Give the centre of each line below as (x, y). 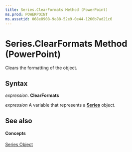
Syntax (16, 83)
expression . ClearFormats (32, 95)
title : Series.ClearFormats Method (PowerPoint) (57, 10)
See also (19, 120)
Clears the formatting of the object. (41, 68)
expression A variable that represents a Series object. (60, 105)
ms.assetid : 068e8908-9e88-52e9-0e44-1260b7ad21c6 (59, 19)
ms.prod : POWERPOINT (27, 14)
